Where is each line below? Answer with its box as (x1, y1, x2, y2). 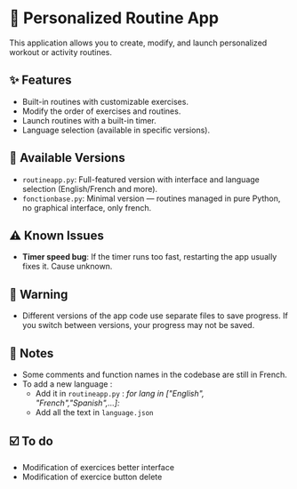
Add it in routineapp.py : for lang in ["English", (35, 389, 205, 398)
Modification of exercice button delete (21, 471, 163, 482)
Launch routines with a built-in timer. (21, 115, 157, 125)
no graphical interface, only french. (21, 202, 152, 212)
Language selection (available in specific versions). (21, 124, 211, 135)
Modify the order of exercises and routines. (21, 106, 181, 116)
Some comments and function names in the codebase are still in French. (21, 369, 287, 380)
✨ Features (9, 73, 72, 88)
